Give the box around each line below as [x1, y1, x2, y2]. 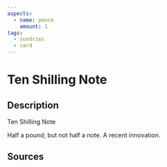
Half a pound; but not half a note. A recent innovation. [7, 131, 161, 139]
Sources [7, 151, 44, 163]
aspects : [7, 10, 33, 17]
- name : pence [13, 17, 54, 23]
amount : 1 [19, 23, 49, 30]
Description [7, 99, 59, 111]
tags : [7, 29, 23, 37]
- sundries [13, 36, 45, 43]
